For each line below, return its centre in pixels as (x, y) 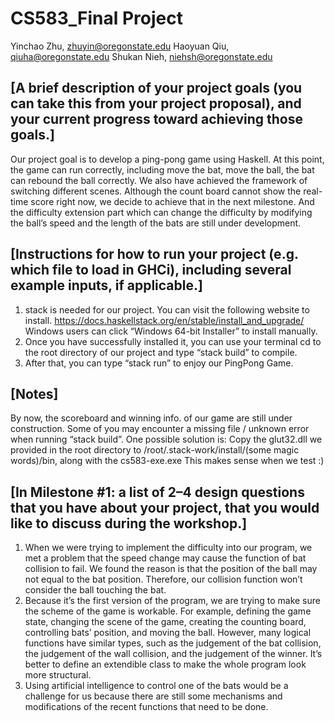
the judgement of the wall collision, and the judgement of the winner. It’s (173, 654)
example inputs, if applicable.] (106, 285)
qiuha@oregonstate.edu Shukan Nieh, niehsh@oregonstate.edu (141, 56)
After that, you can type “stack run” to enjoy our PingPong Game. (159, 363)
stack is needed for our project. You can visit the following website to (167, 309)
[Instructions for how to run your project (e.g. (154, 254)
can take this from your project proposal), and (156, 103)
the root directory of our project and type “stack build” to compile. (161, 352)
